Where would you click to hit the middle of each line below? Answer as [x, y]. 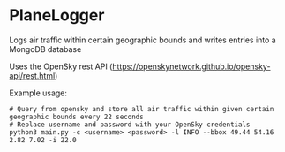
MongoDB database [45, 49]
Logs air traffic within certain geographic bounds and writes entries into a [142, 40]
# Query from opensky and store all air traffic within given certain [142, 109]
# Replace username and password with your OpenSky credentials [130, 125]
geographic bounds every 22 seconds [76, 117]
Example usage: [38, 93]
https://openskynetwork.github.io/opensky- [191, 66]
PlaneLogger [57, 15]
